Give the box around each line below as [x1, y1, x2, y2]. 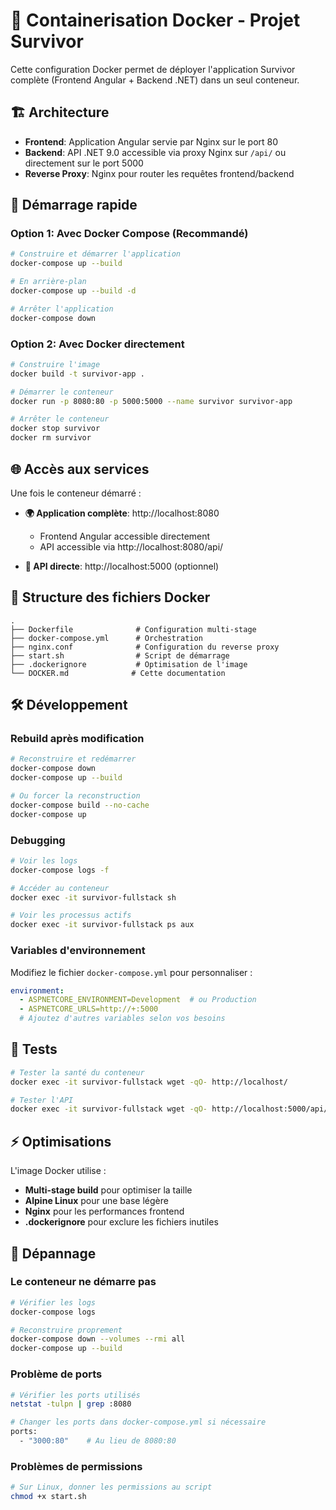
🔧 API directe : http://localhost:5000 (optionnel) [24, 560, 220, 572]
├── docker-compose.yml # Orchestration [10, 633, 203, 643]
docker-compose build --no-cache [10, 800, 150, 810]
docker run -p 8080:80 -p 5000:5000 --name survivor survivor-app [10, 396, 293, 406]
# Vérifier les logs [10, 1297, 97, 1308]
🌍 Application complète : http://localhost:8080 [24, 507, 220, 519]
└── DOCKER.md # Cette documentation [10, 668, 226, 678]
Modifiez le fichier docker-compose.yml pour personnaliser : [10, 966, 253, 978]
